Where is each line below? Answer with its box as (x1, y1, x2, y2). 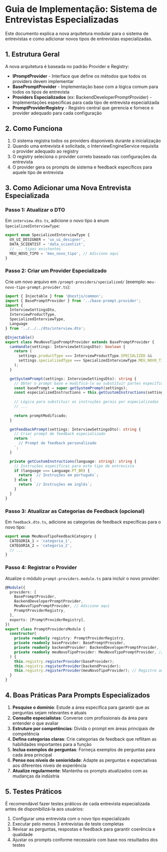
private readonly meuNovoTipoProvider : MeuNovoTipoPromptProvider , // (14, 650, 164, 655)
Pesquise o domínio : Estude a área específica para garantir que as (12, 704, 150, 710)
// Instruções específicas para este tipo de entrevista (14, 463, 135, 468)
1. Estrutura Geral (5, 50, 60, 59)
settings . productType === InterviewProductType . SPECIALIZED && (18, 353, 153, 358)
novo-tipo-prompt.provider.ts (5, 285, 68, 290)
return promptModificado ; (14, 413, 68, 418)
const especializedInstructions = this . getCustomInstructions (14, 390, 146, 395)
